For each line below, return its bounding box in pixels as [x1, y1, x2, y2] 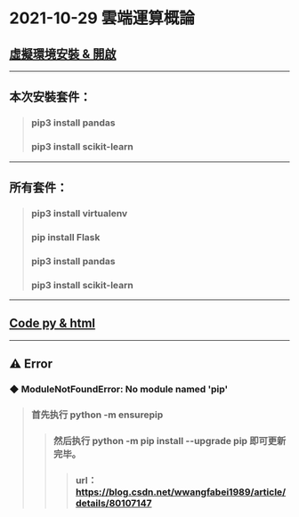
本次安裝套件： [9, 90, 92, 105]
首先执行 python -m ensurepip [30, 408, 164, 421]
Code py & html [9, 316, 96, 331]
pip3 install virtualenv [30, 206, 128, 219]
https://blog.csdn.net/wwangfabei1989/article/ [75, 486, 287, 498]
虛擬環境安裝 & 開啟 [9, 46, 117, 61]
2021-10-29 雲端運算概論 [9, 8, 196, 28]
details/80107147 [75, 497, 152, 509]
